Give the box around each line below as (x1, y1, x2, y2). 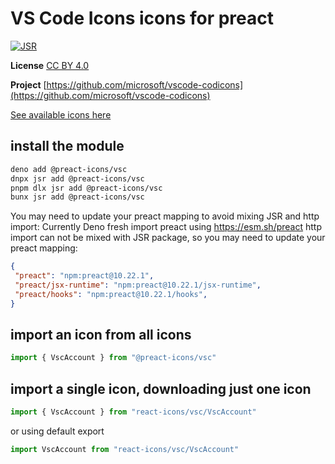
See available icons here (10, 108, 112, 121)
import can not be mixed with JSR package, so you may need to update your (10, 232, 326, 244)
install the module (10, 138, 125, 155)
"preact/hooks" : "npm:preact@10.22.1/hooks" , (14, 289, 208, 299)
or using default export (10, 425, 105, 437)
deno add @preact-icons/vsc (10, 164, 128, 174)
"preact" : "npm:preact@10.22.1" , (14, 271, 155, 281)
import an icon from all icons (10, 327, 192, 344)
